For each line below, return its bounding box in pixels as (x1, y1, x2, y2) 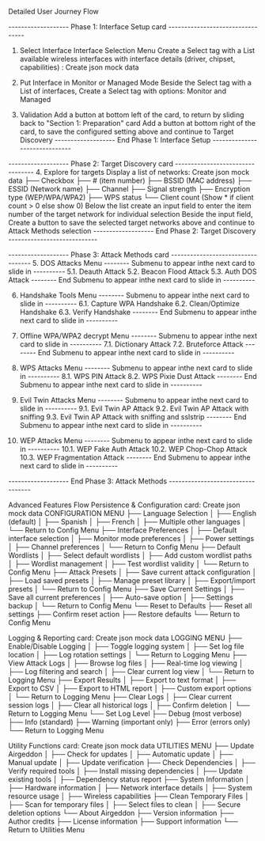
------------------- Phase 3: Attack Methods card (8, 250, 170, 259)
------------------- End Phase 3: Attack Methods (8, 476, 168, 486)
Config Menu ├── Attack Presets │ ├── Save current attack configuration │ (8, 567, 257, 577)
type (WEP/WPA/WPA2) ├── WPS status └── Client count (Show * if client (8, 193, 255, 202)
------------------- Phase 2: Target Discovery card (8, 159, 174, 169)
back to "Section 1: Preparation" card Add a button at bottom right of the (19, 119, 256, 127)
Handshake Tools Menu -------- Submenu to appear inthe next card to (19, 290, 250, 300)
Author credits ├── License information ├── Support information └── (8, 816, 239, 826)
